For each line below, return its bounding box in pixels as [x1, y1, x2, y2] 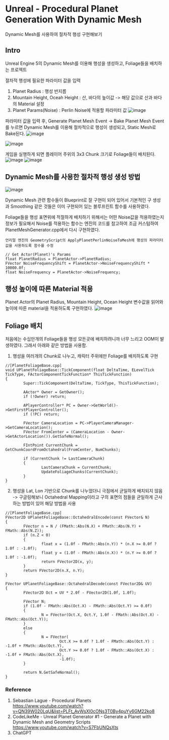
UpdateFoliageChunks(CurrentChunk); [41, 469, 119, 475]
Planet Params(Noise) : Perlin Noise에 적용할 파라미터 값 [12, 107, 127, 113]
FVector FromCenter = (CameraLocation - [23, 430, 109, 435]
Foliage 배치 [5, 321, 43, 330]
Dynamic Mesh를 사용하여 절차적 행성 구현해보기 [5, 31, 102, 37]
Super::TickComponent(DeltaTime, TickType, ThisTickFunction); [23, 381, 159, 386]
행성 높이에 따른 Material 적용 [5, 284, 93, 293]
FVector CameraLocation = [23, 421, 78, 426]
